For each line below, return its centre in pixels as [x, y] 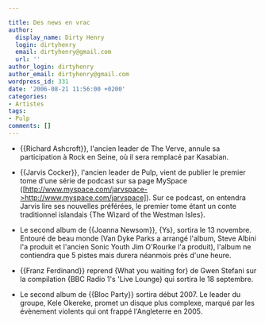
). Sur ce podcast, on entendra [196, 197]
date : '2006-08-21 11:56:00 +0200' [67, 89]
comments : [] [30, 126]
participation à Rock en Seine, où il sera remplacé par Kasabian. [124, 156]
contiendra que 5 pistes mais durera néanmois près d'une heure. [125, 255]
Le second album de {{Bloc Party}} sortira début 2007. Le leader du [130, 294]
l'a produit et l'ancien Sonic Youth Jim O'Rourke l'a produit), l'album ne [135, 246]
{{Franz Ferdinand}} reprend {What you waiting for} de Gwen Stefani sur [138, 270]
